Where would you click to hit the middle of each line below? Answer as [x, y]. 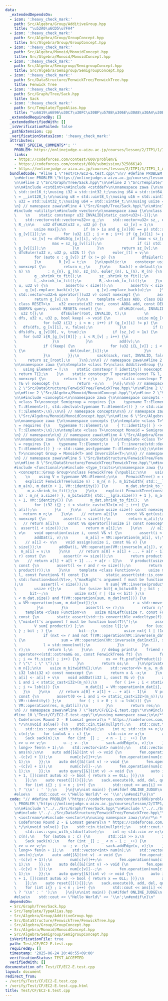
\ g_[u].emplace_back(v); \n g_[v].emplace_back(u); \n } [88, 290]
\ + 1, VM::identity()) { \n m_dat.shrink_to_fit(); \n [81, 500]
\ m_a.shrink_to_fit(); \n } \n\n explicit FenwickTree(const [89, 491]
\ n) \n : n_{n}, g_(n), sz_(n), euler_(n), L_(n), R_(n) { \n [88, 271]
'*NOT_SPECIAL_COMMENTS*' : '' [46, 145]
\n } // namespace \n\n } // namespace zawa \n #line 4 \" [71, 435]
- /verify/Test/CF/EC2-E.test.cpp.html [47, 986]
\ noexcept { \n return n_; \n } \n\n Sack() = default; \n [88, 267]
